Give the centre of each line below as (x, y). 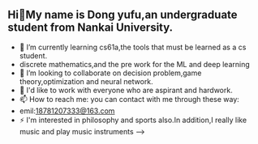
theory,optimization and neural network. (86, 81)
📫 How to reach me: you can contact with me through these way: (129, 99)
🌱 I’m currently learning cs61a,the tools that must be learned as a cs (133, 47)
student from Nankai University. (90, 28)
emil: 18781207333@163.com (67, 111)
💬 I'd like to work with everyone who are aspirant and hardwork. (126, 90)
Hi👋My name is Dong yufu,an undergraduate (123, 15)
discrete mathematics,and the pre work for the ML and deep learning (135, 64)
